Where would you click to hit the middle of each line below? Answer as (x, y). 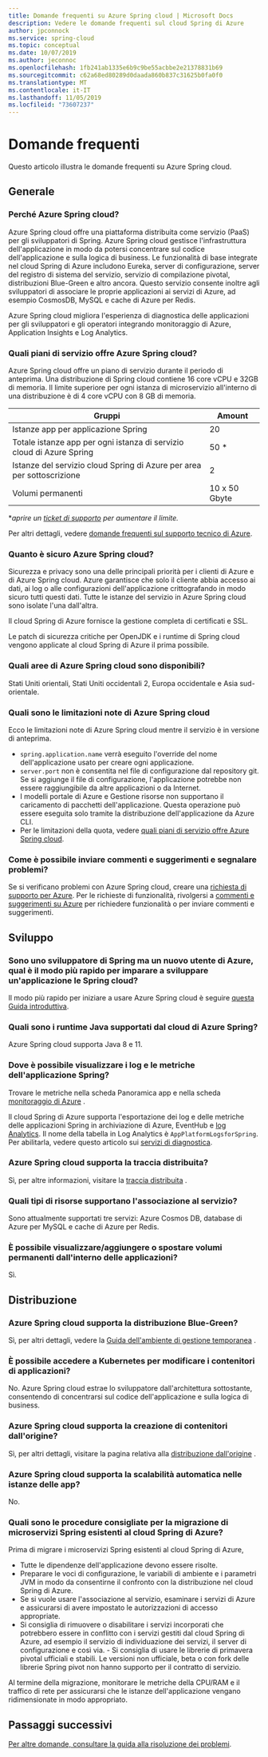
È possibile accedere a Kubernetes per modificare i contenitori (132, 1361)
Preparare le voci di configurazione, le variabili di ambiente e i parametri (138, 1574)
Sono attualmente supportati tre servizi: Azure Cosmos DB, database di (125, 1218)
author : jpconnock (39, 30)
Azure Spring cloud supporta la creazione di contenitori (118, 1426)
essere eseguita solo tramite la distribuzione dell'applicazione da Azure (137, 813)
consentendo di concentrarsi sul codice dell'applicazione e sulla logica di (128, 1397)
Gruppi (107, 416)
